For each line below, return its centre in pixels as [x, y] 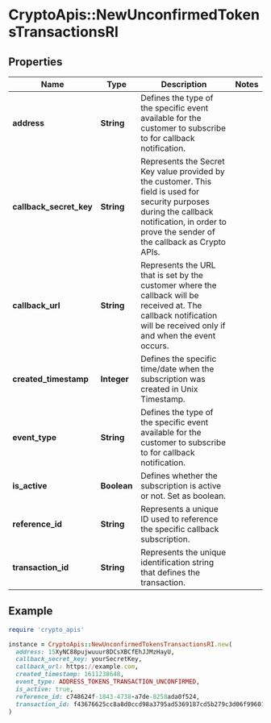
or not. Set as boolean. [183, 496]
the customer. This [176, 181]
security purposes [175, 202]
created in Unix [169, 389]
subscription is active [181, 486]
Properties [35, 62]
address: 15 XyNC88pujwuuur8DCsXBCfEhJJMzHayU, [95, 652]
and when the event [178, 336]
